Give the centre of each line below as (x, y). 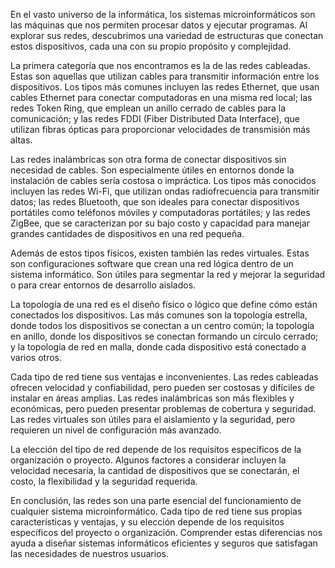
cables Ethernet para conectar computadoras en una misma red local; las (161, 97)
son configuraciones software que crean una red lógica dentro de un (152, 263)
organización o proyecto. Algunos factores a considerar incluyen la (148, 460)
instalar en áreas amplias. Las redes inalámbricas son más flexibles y (152, 398)
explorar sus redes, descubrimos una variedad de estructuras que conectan (167, 35)
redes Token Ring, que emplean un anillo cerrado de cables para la (148, 108)
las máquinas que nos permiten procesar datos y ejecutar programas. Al (159, 25)
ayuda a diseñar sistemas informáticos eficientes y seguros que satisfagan (164, 543)
